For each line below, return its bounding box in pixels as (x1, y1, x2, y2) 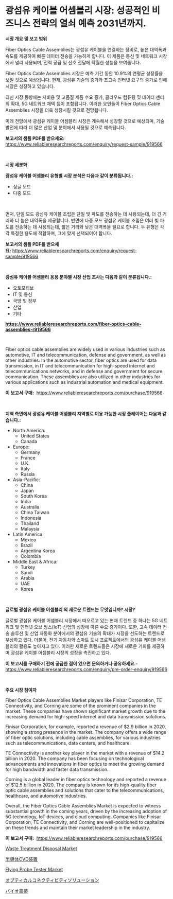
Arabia (20, 575, 35, 581)
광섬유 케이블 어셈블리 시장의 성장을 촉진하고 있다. (10, 649, 111, 656)
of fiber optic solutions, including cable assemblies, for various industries (5, 734, 161, 741)
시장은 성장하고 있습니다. (5, 83, 55, 89)
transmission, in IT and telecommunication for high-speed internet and (5, 362, 155, 368)
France (20, 454, 36, 461)
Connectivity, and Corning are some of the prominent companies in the (5, 702, 156, 709)
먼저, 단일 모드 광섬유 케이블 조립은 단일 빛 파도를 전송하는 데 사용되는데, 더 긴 (5, 210, 162, 217)
